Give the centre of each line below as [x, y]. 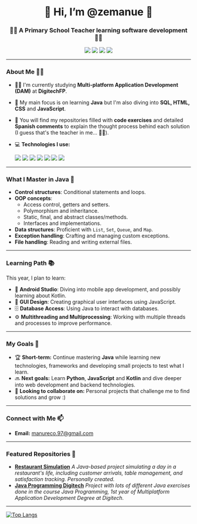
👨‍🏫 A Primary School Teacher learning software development [98, 31]
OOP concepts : [33, 199]
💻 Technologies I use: [42, 144]
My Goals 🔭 [23, 344]
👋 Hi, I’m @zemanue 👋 [98, 12]
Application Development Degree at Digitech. [69, 498]
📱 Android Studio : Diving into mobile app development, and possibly [97, 290]
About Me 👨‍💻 [25, 72]
